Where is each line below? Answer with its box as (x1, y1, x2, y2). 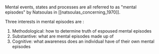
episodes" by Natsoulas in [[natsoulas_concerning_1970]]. (5, 9, 121, 15)
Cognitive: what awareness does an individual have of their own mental (12, 38, 155, 44)
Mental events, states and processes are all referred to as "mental (5, 4, 137, 10)
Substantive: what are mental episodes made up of (12, 34, 114, 39)
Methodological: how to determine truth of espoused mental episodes (12, 28, 152, 34)
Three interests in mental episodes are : (5, 19, 84, 24)
